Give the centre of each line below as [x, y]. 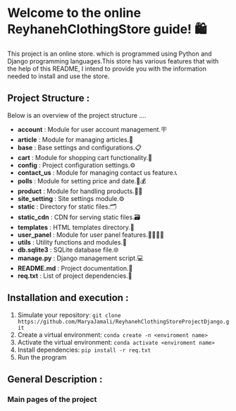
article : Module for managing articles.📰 [75, 140]
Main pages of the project [52, 399]
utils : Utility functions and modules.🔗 [72, 242]
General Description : [55, 379]
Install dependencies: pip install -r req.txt [84, 350]
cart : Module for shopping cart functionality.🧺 [85, 157]
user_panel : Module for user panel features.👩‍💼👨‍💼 [91, 235]
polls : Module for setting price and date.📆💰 [82, 180]
